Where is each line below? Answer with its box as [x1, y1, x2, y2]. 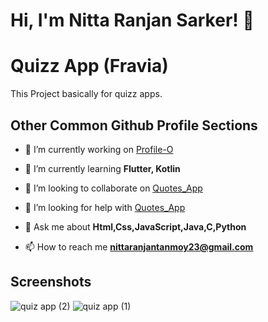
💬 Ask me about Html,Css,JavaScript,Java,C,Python [24, 220, 247, 233]
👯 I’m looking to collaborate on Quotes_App [24, 182, 203, 194]
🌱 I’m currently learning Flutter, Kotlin [24, 162, 181, 174]
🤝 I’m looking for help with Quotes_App [24, 201, 186, 213]
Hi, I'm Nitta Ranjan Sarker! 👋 [10, 9, 255, 32]
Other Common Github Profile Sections [10, 117, 258, 134]
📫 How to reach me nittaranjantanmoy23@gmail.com [24, 240, 254, 253]
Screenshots [10, 274, 92, 291]
